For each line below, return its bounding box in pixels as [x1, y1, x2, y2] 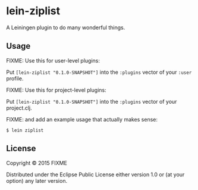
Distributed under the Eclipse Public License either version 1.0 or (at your [6, 171, 185, 178]
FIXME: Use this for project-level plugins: [6, 86, 107, 94]
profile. [6, 74, 24, 82]
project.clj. [6, 104, 32, 111]
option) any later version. [6, 177, 67, 184]
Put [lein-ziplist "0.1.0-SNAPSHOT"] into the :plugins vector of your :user [6, 68, 192, 76]
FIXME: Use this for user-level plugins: [6, 57, 100, 64]
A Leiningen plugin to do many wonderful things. [6, 24, 125, 31]
